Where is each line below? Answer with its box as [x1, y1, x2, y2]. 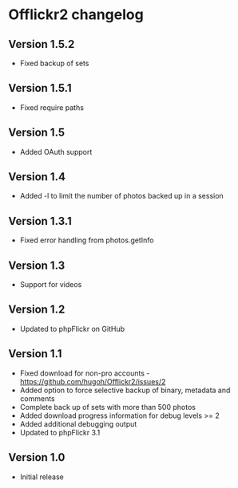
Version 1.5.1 [8, 81, 72, 95]
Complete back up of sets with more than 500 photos [19, 402, 196, 411]
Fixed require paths [19, 102, 84, 112]
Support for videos [19, 280, 82, 289]
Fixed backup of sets [19, 58, 89, 68]
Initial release [19, 472, 64, 482]
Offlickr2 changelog [8, 6, 144, 24]
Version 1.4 [8, 170, 66, 184]
